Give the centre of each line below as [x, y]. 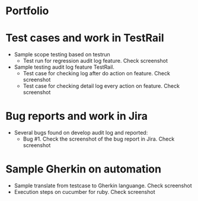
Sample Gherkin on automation [83, 169]
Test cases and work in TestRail [85, 38]
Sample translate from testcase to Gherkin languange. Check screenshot [103, 186]
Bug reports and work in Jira [76, 116]
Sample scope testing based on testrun [62, 55]
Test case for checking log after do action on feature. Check [96, 74]
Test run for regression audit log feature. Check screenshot [95, 61]
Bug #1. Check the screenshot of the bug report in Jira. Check [99, 139]
